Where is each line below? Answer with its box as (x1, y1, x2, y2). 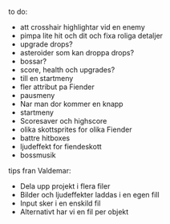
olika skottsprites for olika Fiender (19, 124, 132, 134)
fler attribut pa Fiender (19, 82, 95, 92)
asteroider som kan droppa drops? (19, 48, 135, 57)
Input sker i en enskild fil (19, 198, 101, 208)
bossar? (19, 56, 47, 66)
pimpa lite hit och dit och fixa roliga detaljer (19, 31, 163, 40)
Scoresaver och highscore (19, 116, 107, 125)
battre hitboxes (19, 133, 71, 143)
